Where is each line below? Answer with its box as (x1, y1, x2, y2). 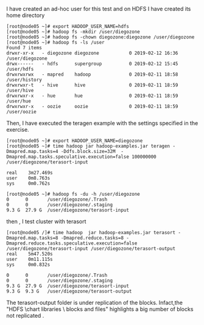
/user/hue (6, 98, 32, 104)
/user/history (6, 77, 43, 83)
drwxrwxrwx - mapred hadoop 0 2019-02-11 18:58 (6, 71, 178, 77)
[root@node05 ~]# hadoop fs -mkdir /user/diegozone (6, 29, 140, 35)
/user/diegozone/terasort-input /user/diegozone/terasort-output (6, 246, 175, 252)
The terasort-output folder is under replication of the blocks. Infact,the (6, 299, 183, 306)
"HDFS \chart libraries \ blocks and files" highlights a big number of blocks (6, 305, 194, 313)
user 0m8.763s (6, 175, 51, 181)
